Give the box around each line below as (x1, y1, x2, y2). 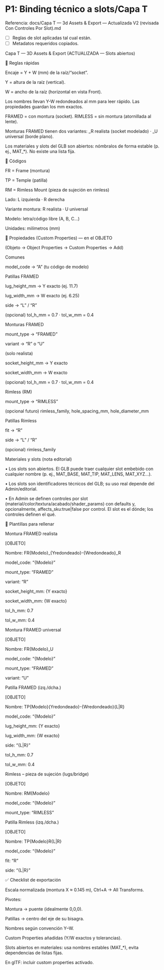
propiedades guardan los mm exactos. (5, 104, 83, 110)
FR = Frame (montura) (5, 168, 50, 174)
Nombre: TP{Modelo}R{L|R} (5, 838, 62, 844)
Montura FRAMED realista (5, 531, 58, 537)
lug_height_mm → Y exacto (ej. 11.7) (5, 283, 78, 289)
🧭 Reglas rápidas (5, 60, 40, 66)
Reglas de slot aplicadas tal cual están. (12, 35, 91, 41)
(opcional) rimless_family (5, 447, 56, 453)
